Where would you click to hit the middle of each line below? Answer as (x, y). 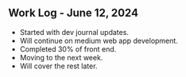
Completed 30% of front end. (68, 49)
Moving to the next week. (61, 57)
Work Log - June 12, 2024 (74, 13)
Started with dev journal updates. (74, 32)
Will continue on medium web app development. (99, 40)
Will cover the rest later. (58, 66)
